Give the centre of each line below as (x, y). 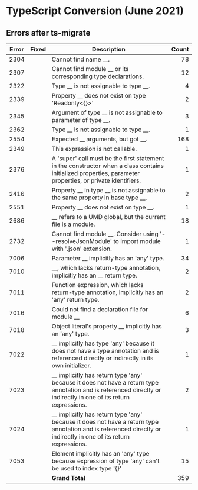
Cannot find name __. (81, 59)
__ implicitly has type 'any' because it (103, 343)
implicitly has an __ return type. (94, 275)
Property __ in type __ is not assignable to (109, 190)
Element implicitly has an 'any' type (100, 454)
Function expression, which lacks (98, 285)
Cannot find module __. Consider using (105, 234)
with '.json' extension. (82, 249)
